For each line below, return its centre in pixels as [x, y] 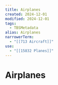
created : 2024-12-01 [26, 14]
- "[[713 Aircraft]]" [32, 42]
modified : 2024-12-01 [27, 19]
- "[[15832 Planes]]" [32, 51]
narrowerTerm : [20, 37]
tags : [11, 23]
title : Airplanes [23, 10]
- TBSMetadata [24, 28]
